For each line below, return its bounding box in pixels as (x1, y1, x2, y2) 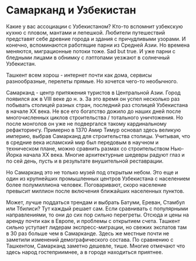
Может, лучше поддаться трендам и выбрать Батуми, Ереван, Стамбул (6, 198, 185, 205)
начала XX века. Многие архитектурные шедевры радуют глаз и (23, 151, 185, 158)
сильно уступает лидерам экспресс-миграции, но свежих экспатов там (6, 224, 187, 231)
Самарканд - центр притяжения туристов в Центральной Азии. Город (6, 89, 181, 96)
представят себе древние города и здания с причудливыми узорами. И (6, 35, 186, 42)
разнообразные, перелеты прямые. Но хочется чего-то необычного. (6, 77, 178, 85)
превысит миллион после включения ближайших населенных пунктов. (6, 187, 185, 194)
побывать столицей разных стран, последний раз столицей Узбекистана (6, 101, 188, 108)
